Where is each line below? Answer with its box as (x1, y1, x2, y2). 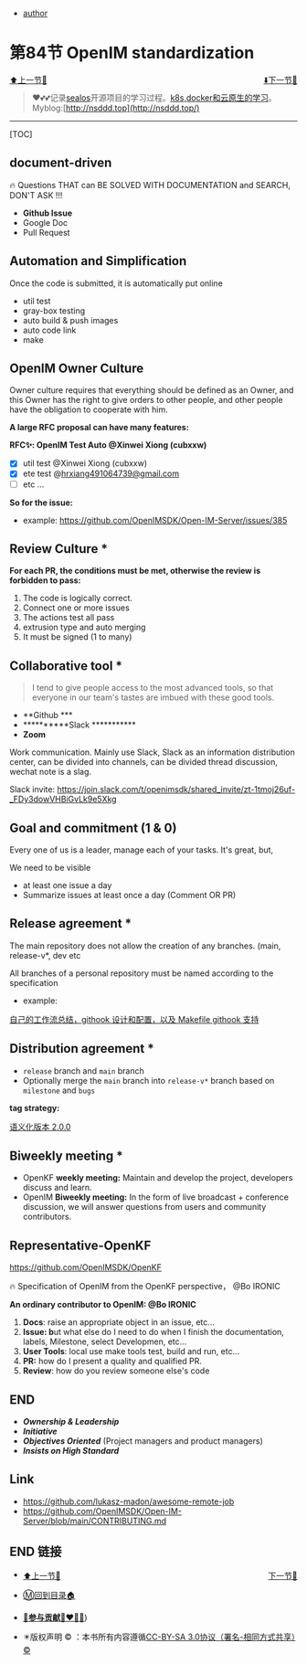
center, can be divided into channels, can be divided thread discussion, (9, 757, 279, 768)
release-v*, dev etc (9, 949, 81, 960)
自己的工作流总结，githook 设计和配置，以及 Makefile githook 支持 (9, 1013, 259, 1024)
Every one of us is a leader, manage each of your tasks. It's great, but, (9, 844, 274, 855)
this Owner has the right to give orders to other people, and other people (9, 395, 283, 406)
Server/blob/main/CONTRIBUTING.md (22, 1515, 167, 1526)
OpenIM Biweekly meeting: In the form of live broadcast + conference (22, 1192, 290, 1203)
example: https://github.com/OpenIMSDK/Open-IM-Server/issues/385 (22, 514, 288, 525)
